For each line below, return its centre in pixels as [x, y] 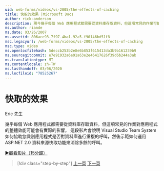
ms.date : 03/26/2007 [26, 32]
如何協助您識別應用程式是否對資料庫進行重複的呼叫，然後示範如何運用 [76, 136]
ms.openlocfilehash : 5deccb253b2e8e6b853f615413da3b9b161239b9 [71, 50]
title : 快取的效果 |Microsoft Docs [40, 14]
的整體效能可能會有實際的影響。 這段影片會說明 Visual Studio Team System [81, 130]
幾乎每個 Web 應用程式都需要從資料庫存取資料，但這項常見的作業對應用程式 [81, 124]
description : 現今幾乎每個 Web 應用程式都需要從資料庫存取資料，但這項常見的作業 [79, 23]
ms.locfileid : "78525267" [31, 73]
